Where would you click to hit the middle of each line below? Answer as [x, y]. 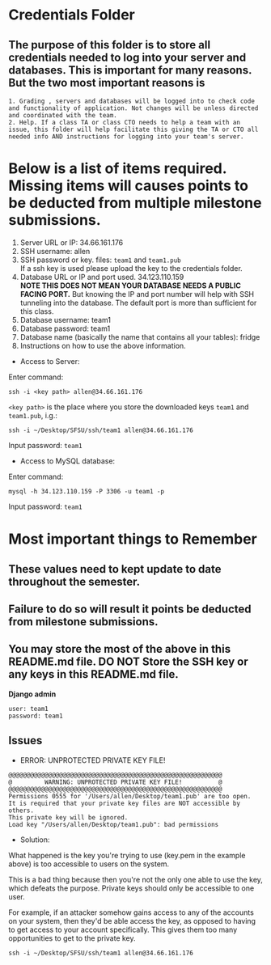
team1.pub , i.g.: [33, 415]
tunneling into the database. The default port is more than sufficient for [138, 303]
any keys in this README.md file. [94, 674]
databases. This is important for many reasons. [130, 70]
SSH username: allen [55, 251]
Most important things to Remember [133, 539]
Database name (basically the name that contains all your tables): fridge [140, 336]
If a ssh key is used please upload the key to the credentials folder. [131, 268]
